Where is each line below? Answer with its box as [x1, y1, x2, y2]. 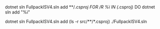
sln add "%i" [5, 9, 31, 15]
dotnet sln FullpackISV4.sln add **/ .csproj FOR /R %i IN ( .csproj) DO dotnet [5, 4, 155, 10]
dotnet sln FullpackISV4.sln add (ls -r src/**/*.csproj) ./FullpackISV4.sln [5, 19, 147, 24]
